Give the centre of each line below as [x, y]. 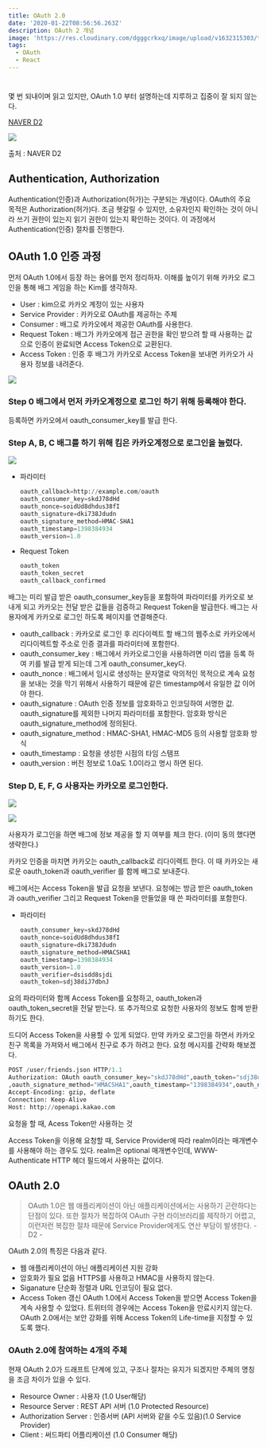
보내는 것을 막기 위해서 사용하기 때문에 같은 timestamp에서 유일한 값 [134, 684]
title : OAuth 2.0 [37, 16]
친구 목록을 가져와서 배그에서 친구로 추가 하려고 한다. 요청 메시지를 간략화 [122, 1045]
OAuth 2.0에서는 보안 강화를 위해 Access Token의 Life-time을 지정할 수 [132, 1318]
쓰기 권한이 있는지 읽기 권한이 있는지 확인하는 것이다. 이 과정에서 [116, 219]
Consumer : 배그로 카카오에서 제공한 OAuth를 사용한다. [106, 324]
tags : [17, 45]
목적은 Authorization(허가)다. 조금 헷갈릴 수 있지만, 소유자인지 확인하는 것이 [126, 209]
